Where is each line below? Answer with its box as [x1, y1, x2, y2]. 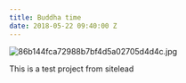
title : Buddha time [9, 12, 82, 22]
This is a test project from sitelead [9, 63, 134, 74]
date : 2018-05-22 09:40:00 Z [9, 21, 117, 30]
